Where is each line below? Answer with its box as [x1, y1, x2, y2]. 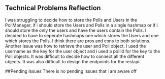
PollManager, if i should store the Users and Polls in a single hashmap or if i [5, 22, 158, 28]
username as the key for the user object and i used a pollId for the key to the [5, 48, 160, 54]
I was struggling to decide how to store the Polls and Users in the [5, 17, 137, 23]
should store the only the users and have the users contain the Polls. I [5, 27, 147, 33]
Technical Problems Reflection [5, 4, 101, 12]
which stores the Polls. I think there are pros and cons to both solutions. [5, 38, 151, 44]
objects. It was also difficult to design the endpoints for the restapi [5, 58, 139, 64]
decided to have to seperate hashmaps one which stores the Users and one [5, 32, 159, 38]
